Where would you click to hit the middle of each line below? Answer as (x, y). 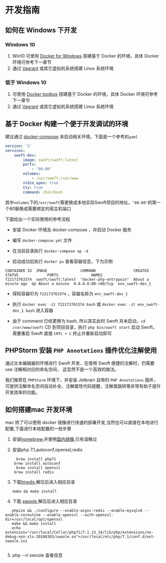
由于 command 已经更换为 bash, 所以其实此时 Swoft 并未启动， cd (79, 321)
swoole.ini (16, 541)
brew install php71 (36, 459)
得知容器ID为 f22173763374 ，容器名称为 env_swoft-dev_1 (70, 293)
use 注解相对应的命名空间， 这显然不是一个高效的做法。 (62, 369)
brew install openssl (38, 468)
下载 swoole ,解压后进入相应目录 (45, 501)
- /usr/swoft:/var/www (55, 178)
